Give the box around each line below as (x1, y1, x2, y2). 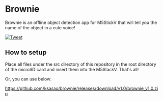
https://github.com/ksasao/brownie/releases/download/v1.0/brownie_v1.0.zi (5, 85, 158, 91)
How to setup (5, 48, 47, 57)
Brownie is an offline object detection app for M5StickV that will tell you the (5, 20, 157, 25)
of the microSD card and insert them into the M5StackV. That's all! (5, 66, 139, 72)
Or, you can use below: (5, 76, 52, 81)
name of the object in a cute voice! (5, 24, 75, 30)
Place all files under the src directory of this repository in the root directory (5, 61, 156, 67)
